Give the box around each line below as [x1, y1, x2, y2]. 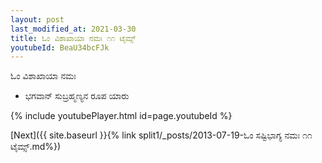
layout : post [10, 14, 65, 25]
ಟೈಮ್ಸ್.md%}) [10, 141, 62, 153]
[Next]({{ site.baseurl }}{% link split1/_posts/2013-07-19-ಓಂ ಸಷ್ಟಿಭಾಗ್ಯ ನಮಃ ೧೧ [10, 129, 313, 141]
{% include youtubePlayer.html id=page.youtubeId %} [10, 110, 233, 122]
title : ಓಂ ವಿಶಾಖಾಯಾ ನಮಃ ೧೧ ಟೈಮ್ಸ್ [10, 33, 137, 43]
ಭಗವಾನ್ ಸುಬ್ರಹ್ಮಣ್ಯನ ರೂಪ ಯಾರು [24, 90, 130, 102]
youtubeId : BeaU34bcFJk [10, 42, 110, 53]
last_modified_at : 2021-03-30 [10, 24, 137, 34]
